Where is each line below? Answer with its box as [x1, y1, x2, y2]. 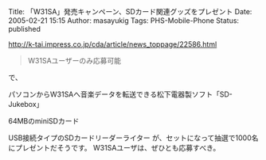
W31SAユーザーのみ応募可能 [27, 56, 122, 65]
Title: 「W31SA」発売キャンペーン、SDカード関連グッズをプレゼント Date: [8, 7, 252, 16]
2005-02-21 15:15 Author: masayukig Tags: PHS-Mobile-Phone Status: [8, 16, 240, 25]
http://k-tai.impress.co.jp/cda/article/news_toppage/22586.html [8, 40, 217, 49]
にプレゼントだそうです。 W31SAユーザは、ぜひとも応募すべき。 [8, 143, 221, 152]
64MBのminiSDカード [8, 116, 80, 125]
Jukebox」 [8, 100, 44, 109]
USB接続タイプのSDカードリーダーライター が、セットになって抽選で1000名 [8, 133, 259, 143]
